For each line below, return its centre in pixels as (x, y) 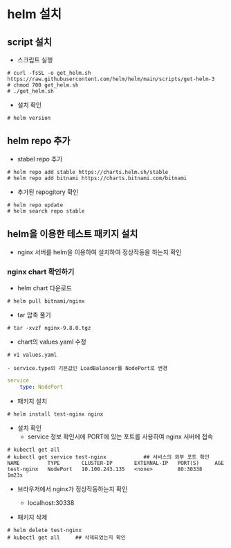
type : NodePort (41, 387)
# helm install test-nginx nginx (55, 414)
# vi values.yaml (32, 355)
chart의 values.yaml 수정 (52, 342)
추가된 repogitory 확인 (48, 192)
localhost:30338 (51, 502)
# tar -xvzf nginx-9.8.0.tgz (49, 328)
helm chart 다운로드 (45, 288)
